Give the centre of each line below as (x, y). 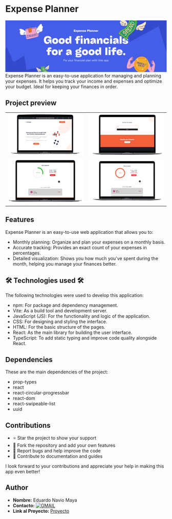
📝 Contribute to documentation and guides (58, 456)
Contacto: (24, 505)
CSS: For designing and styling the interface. (60, 322)
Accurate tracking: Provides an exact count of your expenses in (80, 247)
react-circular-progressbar (41, 393)
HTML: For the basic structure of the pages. (59, 327)
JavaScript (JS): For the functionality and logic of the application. (81, 316)
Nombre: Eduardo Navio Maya (45, 500)
